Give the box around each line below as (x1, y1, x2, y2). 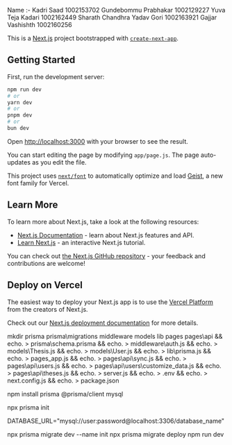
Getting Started (7, 54, 76, 66)
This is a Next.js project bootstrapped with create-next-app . (7, 34, 179, 42)
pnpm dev (7, 112, 33, 119)
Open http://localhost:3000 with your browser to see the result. (7, 137, 189, 145)
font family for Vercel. (7, 178, 69, 187)
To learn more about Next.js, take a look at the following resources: (7, 217, 199, 226)
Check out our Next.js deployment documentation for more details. (7, 319, 199, 327)
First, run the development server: (7, 72, 105, 81)
